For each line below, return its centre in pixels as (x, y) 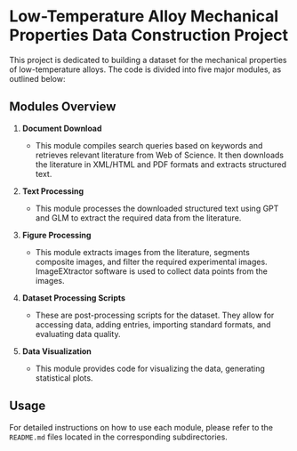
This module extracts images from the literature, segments (143, 252)
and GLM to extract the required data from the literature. (138, 217)
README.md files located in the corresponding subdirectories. (119, 437)
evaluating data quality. (78, 334)
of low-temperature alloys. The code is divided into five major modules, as (145, 69)
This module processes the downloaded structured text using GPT (157, 208)
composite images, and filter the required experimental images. (152, 262)
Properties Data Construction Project (149, 35)
